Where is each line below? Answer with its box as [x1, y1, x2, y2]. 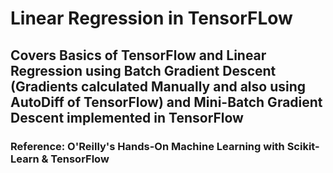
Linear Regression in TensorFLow [10, 7, 293, 30]
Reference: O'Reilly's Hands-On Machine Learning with [10, 139, 285, 153]
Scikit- [286, 139, 320, 153]
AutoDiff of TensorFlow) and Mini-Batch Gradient [10, 93, 323, 111]
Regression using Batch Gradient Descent [10, 62, 277, 79]
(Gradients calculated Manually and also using [10, 78, 307, 95]
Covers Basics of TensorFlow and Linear [10, 47, 267, 64]
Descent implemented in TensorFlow [10, 109, 244, 126]
